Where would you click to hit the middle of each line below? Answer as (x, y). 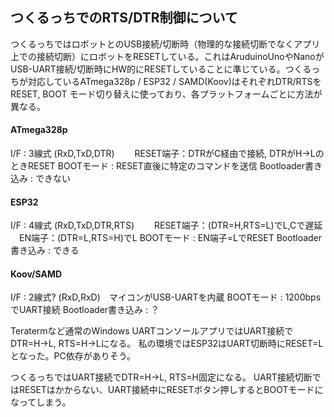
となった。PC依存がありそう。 (73, 356)
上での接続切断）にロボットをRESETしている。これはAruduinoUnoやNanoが (167, 56)
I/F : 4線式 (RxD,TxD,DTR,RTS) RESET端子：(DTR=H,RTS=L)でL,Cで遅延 (166, 225)
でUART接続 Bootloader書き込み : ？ (85, 310)
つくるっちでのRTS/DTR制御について (124, 18)
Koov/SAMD (36, 274)
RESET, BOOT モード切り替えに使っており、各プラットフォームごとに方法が (166, 94)
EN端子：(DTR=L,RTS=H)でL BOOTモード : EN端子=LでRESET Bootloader (170, 238)
